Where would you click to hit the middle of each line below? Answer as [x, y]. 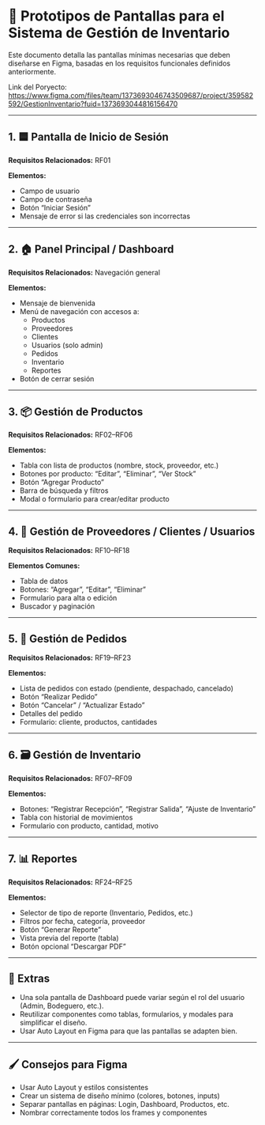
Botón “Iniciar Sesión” [55, 207]
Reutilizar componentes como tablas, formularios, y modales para [127, 1014]
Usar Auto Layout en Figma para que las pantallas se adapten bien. [129, 1031]
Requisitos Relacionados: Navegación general [84, 272]
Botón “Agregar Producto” [62, 483]
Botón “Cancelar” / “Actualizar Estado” [82, 705]
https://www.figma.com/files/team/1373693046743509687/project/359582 [131, 95]
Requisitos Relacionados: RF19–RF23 [70, 657]
